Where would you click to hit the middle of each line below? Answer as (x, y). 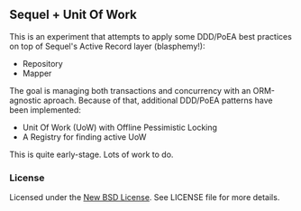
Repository (42, 63)
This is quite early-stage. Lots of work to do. (91, 154)
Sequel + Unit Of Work (73, 15)
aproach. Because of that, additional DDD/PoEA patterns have (158, 100)
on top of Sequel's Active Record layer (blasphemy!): (107, 46)
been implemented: (45, 110)
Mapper (37, 73)
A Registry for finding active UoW (84, 137)
